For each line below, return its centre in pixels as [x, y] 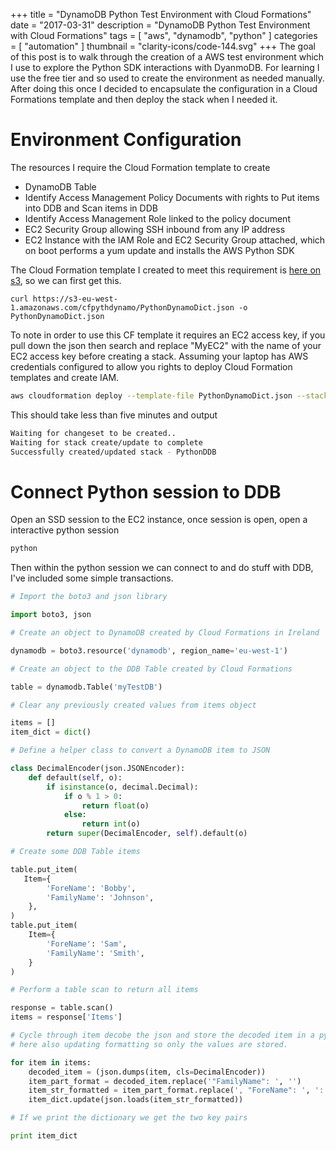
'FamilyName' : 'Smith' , [95, 953]
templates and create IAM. [65, 377]
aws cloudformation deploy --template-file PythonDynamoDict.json [151, 395]
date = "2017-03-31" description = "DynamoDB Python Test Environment [160, 25]
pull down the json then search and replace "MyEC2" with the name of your [166, 345]
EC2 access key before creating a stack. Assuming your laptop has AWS [159, 356]
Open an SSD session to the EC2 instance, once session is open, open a [159, 520]
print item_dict [44, 1136]
